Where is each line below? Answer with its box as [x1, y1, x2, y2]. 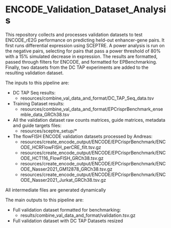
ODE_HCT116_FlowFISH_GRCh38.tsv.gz [20, 155, 104, 161]
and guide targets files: [12, 122, 61, 128]
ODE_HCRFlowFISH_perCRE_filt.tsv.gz [20, 144, 101, 150]
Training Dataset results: [12, 100, 65, 106]
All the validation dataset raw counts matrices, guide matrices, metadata [12, 117, 165, 123]
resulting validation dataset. [5, 69, 64, 75]
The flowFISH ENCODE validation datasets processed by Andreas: [12, 133, 153, 139]
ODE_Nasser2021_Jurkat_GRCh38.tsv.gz [20, 177, 106, 183]
